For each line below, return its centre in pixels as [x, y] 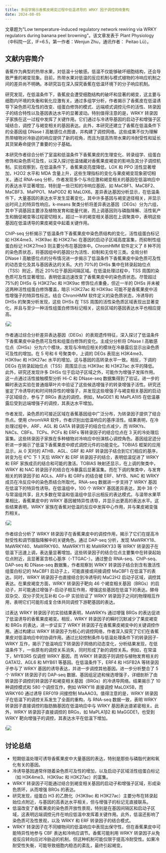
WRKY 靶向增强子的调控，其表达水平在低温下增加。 [58, 718]
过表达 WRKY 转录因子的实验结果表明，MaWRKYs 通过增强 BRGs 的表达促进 [83, 613]
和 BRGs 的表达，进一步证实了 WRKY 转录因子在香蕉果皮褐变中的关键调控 [80, 625]
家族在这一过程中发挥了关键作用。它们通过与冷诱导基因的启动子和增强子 [83, 119]
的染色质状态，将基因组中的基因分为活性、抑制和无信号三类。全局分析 [77, 252]
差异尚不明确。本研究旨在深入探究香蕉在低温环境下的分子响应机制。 [83, 84]
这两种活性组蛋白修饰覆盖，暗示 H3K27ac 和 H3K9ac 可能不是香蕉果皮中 [79, 289]
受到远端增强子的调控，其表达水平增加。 [55, 403]
